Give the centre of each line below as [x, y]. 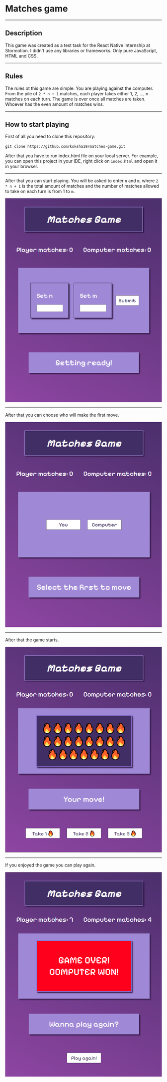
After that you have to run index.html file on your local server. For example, [82, 156]
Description [24, 33]
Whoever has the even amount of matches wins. [55, 104]
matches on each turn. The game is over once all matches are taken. [75, 99]
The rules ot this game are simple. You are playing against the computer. [79, 88]
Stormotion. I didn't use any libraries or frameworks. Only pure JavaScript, [81, 50]
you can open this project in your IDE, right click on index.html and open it [81, 161]
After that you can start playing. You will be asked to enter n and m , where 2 [82, 181]
